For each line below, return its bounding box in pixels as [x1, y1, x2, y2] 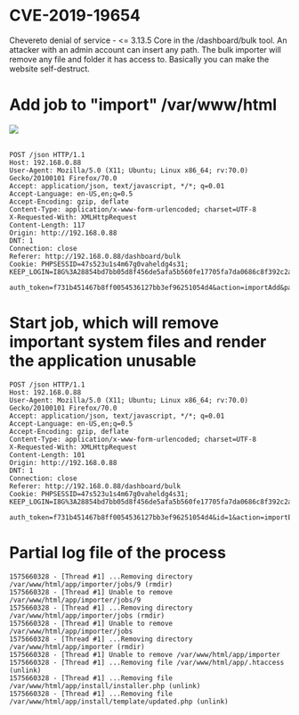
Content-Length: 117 [9, 220, 86, 229]
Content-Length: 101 [9, 450, 86, 460]
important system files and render [9, 332, 267, 353]
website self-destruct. [9, 63, 91, 74]
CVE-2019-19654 [9, 5, 141, 26]
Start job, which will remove [9, 313, 220, 333]
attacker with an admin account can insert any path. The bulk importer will [9, 44, 282, 54]
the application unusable [9, 351, 198, 371]
